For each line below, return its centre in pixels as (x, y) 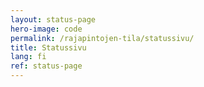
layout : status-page (53, 19)
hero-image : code (46, 29)
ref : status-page (46, 66)
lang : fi (28, 57)
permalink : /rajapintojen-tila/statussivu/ (102, 38)
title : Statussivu (48, 47)
